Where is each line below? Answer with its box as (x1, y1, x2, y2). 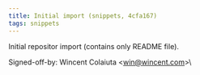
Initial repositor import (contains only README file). (8, 41, 180, 51)
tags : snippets (8, 19, 60, 27)
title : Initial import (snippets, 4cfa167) (8, 11, 158, 20)
